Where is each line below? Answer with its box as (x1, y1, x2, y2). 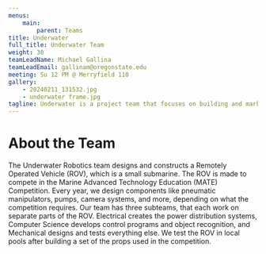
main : (22, 19, 41, 27)
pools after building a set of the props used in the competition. (8, 237, 212, 246)
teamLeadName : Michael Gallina (8, 56, 112, 64)
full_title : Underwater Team (8, 41, 104, 49)
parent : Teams (36, 26, 83, 34)
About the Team (8, 134, 116, 152)
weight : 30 (8, 48, 44, 56)
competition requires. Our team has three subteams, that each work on (8, 203, 240, 213)
